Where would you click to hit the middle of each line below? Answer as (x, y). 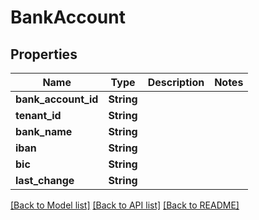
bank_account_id (57, 99)
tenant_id (38, 115)
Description (176, 82)
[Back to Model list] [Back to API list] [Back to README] (125, 205)
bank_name (44, 131)
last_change (45, 180)
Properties (44, 54)
